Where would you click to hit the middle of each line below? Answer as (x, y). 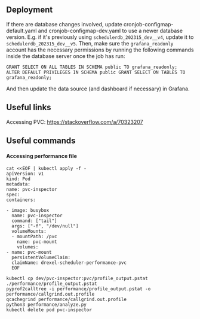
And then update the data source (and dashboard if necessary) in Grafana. (98, 89)
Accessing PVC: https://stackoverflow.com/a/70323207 (75, 121)
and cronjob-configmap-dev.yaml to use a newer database (110, 31)
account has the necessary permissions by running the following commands (100, 50)
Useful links (29, 107)
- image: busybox (28, 211)
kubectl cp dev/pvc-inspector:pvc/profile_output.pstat (77, 279)
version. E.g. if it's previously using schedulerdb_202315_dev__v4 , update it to (100, 37)
